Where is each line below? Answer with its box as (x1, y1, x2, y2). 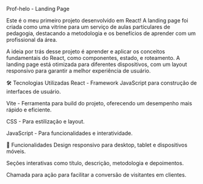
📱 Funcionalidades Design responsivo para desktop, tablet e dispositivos (6, 142, 188, 148)
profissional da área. (6, 36, 58, 43)
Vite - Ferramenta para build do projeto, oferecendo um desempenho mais (6, 100, 193, 107)
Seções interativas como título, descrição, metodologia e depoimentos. (6, 160, 184, 166)
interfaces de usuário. (6, 88, 61, 95)
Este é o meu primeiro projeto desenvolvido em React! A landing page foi (6, 17, 188, 24)
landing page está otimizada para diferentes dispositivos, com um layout (6, 61, 187, 68)
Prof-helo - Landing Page (6, 5, 70, 12)
